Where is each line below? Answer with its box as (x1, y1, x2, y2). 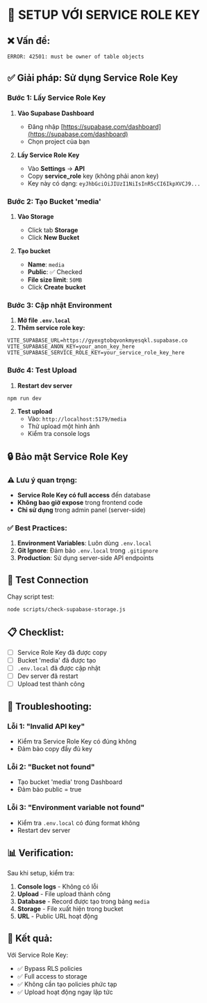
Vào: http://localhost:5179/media (27, 415, 127, 423)
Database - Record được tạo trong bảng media (17, 897, 150, 906)
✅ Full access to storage (17, 972, 88, 981)
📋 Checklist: (7, 626, 65, 638)
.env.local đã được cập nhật (17, 664, 101, 672)
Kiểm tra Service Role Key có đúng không (17, 737, 137, 746)
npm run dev (7, 395, 42, 402)
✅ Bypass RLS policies (17, 965, 83, 973)
